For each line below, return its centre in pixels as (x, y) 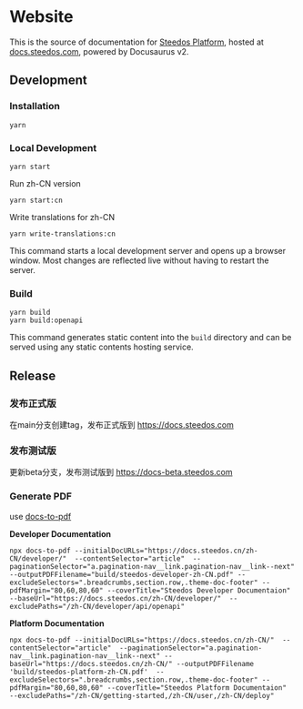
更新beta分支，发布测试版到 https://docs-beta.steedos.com (121, 472)
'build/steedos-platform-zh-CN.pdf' (79, 672)
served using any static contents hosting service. (101, 347)
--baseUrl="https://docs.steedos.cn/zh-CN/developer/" (116, 598)
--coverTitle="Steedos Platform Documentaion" (197, 688)
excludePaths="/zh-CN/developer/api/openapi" (97, 606)
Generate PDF (41, 496)
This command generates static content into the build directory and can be (151, 338)
